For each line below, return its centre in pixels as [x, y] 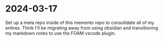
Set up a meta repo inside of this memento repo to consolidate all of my [80, 22]
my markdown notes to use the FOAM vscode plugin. [60, 33]
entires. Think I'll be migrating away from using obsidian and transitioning [82, 27]
